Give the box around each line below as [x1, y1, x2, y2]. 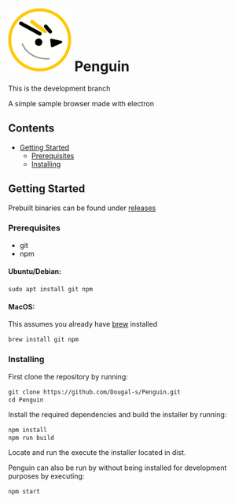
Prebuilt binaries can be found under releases [8, 203, 156, 213]
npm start [8, 487, 41, 495]
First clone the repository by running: [8, 372, 128, 381]
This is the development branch [8, 83, 111, 93]
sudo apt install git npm [8, 286, 93, 294]
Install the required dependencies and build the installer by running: [8, 409, 227, 419]
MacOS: [8, 301, 35, 311]
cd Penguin [8, 396, 44, 404]
